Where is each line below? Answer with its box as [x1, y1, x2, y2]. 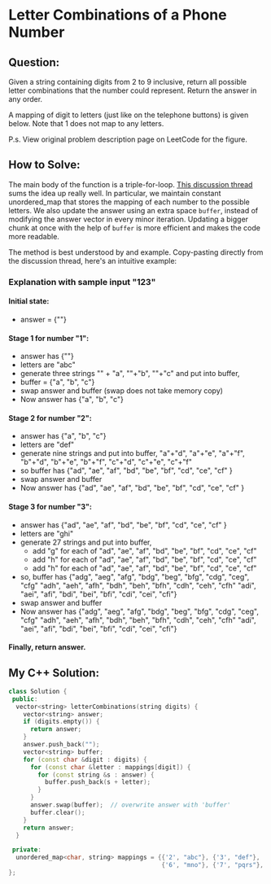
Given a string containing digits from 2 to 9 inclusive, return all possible [8, 77, 247, 86]
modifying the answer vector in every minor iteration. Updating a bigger [8, 214, 249, 224]
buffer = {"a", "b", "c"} [20, 377, 95, 387]
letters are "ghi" [20, 528, 74, 538]
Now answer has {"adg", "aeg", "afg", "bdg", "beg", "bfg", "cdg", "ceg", [20, 606, 259, 616]
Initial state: [8, 296, 50, 306]
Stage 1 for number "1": [8, 333, 90, 343]
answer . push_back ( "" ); [23, 741, 100, 749]
